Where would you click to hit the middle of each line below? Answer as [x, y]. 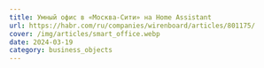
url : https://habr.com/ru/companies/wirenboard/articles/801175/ [132, 26]
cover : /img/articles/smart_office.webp [85, 34]
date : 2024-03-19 [41, 42]
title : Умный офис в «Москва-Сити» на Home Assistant [111, 17]
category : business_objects [61, 50]
